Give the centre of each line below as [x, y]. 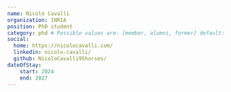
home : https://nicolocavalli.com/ [63, 46]
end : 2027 [34, 78]
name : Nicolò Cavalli [38, 13]
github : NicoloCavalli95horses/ [60, 59]
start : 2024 [37, 71]
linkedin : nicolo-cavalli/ [52, 53]
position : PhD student [40, 26]
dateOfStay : [24, 65]
